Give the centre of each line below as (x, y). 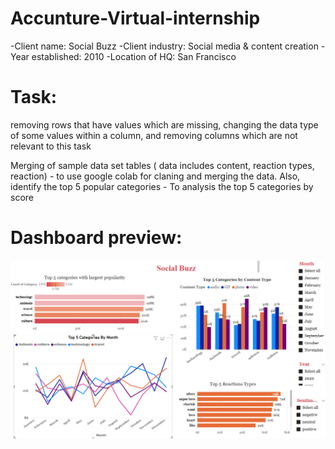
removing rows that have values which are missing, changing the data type (164, 124)
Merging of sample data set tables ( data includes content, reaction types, (162, 165)
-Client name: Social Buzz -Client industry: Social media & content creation (164, 46)
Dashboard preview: (96, 238)
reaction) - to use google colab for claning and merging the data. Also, (155, 176)
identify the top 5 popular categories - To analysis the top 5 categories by (162, 186)
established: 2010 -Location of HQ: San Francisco (134, 56)
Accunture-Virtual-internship (135, 18)
